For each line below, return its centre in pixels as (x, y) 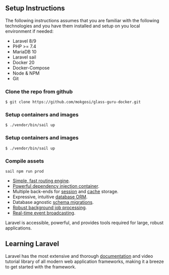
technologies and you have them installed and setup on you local (73, 26)
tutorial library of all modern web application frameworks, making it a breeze (84, 261)
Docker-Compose (31, 68)
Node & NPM (26, 73)
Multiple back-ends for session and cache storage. (65, 191)
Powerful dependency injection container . (56, 186)
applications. (18, 228)
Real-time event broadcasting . (44, 213)
